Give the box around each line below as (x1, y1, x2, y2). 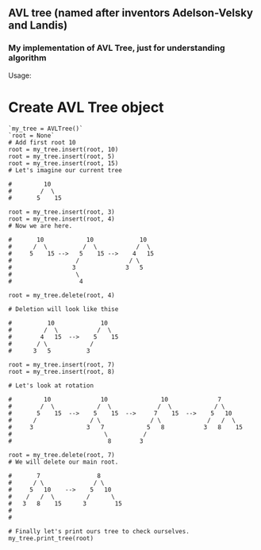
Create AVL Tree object (8, 98, 164, 116)
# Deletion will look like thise (8, 305, 119, 313)
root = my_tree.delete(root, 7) (8, 451, 115, 459)
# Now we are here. (8, 221, 73, 229)
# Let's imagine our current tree (8, 166, 123, 174)
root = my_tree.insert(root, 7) (8, 360, 115, 368)
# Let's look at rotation (8, 381, 94, 390)
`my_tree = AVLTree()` (8, 125, 83, 133)
